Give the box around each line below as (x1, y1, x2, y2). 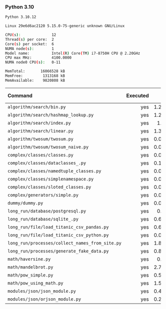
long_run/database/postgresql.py (7, 208, 86, 214)
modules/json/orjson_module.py (7, 296, 82, 302)
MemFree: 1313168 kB (5, 73, 65, 78)
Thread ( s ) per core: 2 (5, 37, 54, 42)
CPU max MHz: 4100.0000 (5, 55, 72, 60)
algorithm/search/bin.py (7, 104, 66, 109)
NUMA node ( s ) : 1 (5, 46, 54, 51)
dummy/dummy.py (7, 200, 43, 206)
